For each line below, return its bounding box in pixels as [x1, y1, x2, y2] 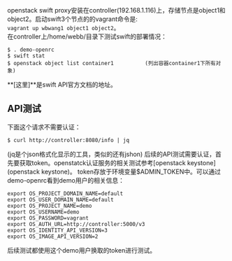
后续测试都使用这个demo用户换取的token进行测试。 [7, 246, 157, 254]
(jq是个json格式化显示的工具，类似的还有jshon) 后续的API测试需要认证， [7, 150, 216, 158]
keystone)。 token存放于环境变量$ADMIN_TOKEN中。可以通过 [41, 167, 222, 176]
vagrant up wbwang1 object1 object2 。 [7, 24, 120, 31]
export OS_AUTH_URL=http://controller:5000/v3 [7, 220, 145, 227]
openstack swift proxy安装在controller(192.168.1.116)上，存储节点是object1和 [7, 6, 226, 14]
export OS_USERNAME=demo [7, 209, 80, 216]
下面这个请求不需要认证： [7, 122, 81, 131]
